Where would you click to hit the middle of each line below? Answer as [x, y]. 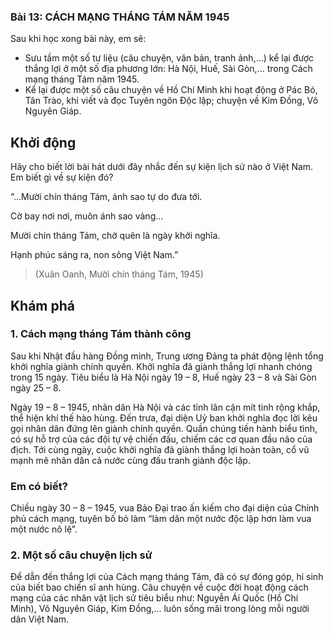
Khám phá [43, 305]
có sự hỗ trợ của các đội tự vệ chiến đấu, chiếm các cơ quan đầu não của [161, 439]
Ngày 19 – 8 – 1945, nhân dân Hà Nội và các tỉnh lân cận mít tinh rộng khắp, [165, 407]
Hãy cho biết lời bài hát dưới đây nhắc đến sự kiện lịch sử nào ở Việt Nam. [162, 167]
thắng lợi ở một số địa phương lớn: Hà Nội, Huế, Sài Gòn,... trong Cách [168, 69]
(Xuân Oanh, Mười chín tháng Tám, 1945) [119, 274]
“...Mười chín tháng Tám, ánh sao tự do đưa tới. [106, 197]
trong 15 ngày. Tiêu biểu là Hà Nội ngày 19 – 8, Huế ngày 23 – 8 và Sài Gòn [163, 377]
